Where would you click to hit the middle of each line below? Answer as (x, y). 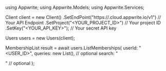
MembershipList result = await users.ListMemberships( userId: (71, 48)
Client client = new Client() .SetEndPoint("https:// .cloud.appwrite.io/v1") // (83, 17)
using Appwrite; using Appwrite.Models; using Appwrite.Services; (75, 7)
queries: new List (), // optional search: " (76, 53)
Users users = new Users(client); (40, 38)
